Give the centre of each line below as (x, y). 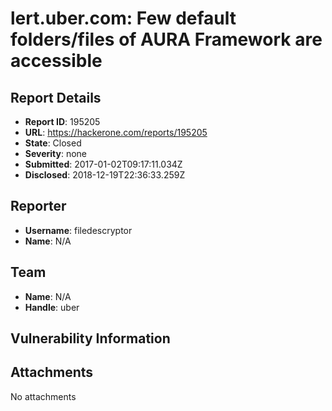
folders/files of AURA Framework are (166, 39)
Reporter (38, 206)
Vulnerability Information (90, 338)
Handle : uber (52, 307)
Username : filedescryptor (78, 230)
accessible (56, 61)
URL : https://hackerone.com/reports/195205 (116, 132)
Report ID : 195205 (62, 121)
